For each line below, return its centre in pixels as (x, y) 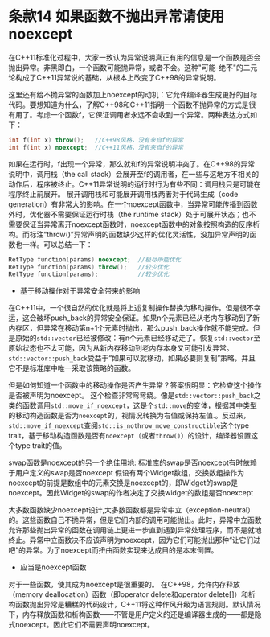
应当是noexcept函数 (53, 567)
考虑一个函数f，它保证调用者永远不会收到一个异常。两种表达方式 (143, 114)
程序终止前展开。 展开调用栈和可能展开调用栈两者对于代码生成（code (123, 194)
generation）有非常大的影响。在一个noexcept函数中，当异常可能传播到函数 (133, 204)
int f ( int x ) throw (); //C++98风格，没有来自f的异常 (96, 140)
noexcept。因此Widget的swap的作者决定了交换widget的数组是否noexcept (131, 493)
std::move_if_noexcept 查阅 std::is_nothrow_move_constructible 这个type (129, 425)
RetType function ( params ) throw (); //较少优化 (89, 267)
